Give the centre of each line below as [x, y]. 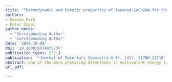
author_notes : [20, 29]
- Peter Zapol [20, 24]
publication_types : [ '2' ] [33, 53]
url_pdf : [15, 67]
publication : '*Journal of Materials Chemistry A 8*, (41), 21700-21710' [86, 58]
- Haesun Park [20, 19]
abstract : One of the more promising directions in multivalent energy [83, 63]
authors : [15, 15]
